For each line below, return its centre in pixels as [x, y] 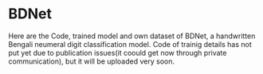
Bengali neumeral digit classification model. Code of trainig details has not [130, 44]
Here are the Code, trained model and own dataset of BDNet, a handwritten [132, 36]
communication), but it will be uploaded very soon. [92, 61]
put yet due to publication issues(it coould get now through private [118, 53]
